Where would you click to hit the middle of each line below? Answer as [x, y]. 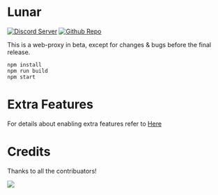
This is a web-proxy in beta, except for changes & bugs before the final [109, 44]
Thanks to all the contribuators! [52, 171]
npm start [22, 77]
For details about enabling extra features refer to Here [85, 124]
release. [19, 52]
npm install [24, 65]
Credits [29, 152]
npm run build [28, 71]
